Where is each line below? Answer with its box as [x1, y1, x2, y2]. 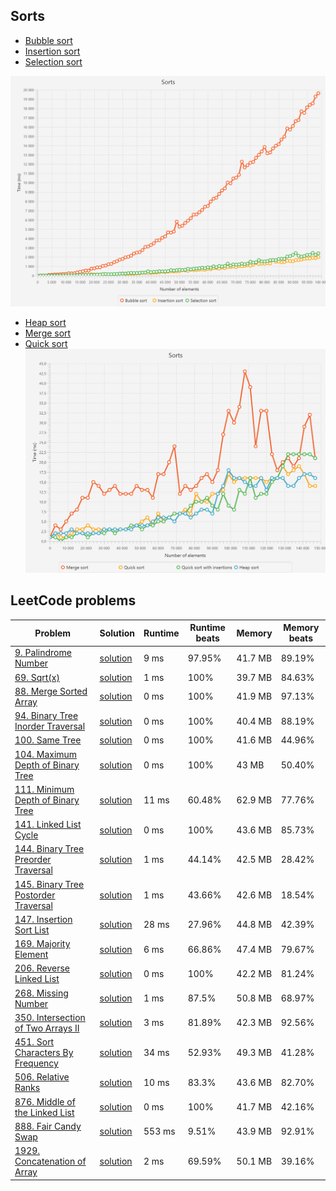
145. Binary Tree [14, 878, 85, 890]
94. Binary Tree [14, 710, 79, 722]
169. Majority [14, 938, 71, 950]
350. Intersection [14, 1011, 86, 1023]
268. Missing [14, 987, 69, 999]
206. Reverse [14, 962, 71, 974]
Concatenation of [14, 1155, 87, 1168]
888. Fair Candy [14, 1120, 82, 1132]
